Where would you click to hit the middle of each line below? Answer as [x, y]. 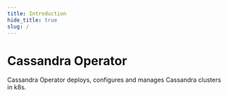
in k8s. [17, 87]
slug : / [18, 26]
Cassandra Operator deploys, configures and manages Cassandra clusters [114, 80]
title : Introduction [37, 14]
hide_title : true [32, 20]
